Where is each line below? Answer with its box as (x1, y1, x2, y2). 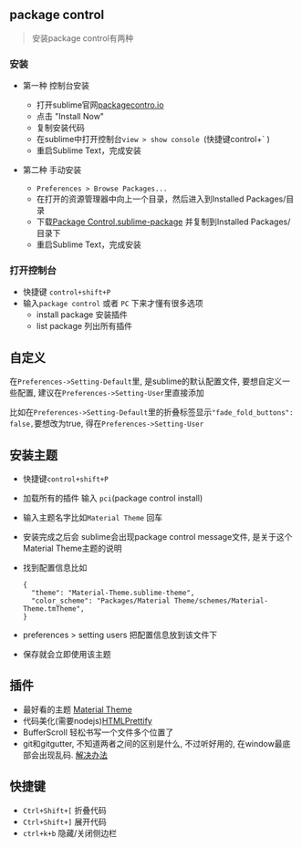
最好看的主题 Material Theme (22, 704, 132, 715)
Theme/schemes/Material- (173, 596, 269, 605)
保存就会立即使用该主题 (22, 649, 111, 660)
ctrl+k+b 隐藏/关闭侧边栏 (22, 827, 118, 838)
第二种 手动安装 (22, 164, 82, 176)
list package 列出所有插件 (36, 321, 133, 332)
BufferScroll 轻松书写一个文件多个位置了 (22, 727, 174, 738)
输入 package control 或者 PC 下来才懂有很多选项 (22, 298, 203, 309)
